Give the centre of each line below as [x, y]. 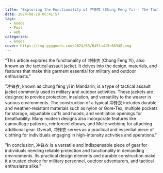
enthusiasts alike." [23, 166]
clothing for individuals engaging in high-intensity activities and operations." [81, 135]
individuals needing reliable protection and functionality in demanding [75, 150]
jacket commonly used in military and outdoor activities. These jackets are [79, 92]
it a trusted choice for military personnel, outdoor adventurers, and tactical [80, 161]
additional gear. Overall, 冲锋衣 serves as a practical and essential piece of [80, 129]
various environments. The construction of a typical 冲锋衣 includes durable [81, 102]
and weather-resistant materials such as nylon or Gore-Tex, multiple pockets [81, 108]
